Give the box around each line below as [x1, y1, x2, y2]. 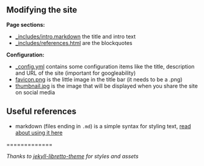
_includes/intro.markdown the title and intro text [15, 33, 136, 40]
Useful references [6, 106, 76, 117]
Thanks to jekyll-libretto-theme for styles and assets [6, 152, 139, 160]
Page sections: [6, 21, 45, 28]
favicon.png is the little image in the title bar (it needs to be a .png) [15, 75, 183, 83]
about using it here [15, 129, 63, 136]
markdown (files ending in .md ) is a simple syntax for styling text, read [15, 122, 191, 130]
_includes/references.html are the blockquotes [15, 39, 133, 46]
